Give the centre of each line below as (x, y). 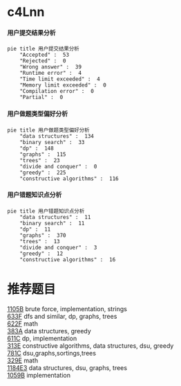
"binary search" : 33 (52, 142)
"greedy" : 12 (41, 254)
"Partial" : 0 (41, 98)
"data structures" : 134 (57, 136)
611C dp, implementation (42, 338)
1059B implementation (39, 375)
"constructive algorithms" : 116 (69, 178)
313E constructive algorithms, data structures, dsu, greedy (90, 345)
